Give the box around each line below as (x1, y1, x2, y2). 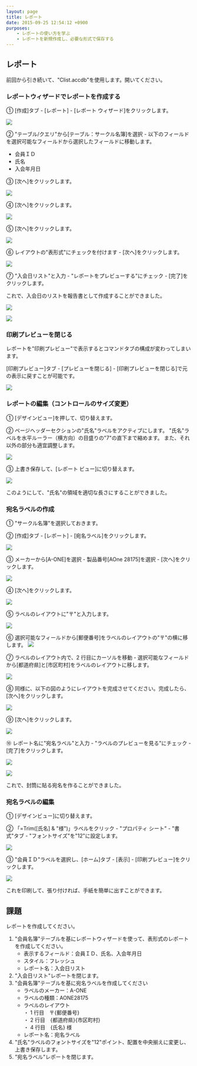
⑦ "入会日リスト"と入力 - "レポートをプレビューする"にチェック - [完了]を (6, 272, 188, 279)
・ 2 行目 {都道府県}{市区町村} (23, 1016, 101, 1023)
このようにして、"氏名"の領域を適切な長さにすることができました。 (6, 488, 171, 496)
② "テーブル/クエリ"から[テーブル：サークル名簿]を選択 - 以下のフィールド (6, 131, 189, 138)
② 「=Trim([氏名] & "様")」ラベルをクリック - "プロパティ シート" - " (6, 825, 175, 832)
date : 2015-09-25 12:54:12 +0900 (6, 19, 88, 25)
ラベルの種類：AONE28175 (23, 995, 89, 1002)
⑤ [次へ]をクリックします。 (6, 225, 75, 232)
